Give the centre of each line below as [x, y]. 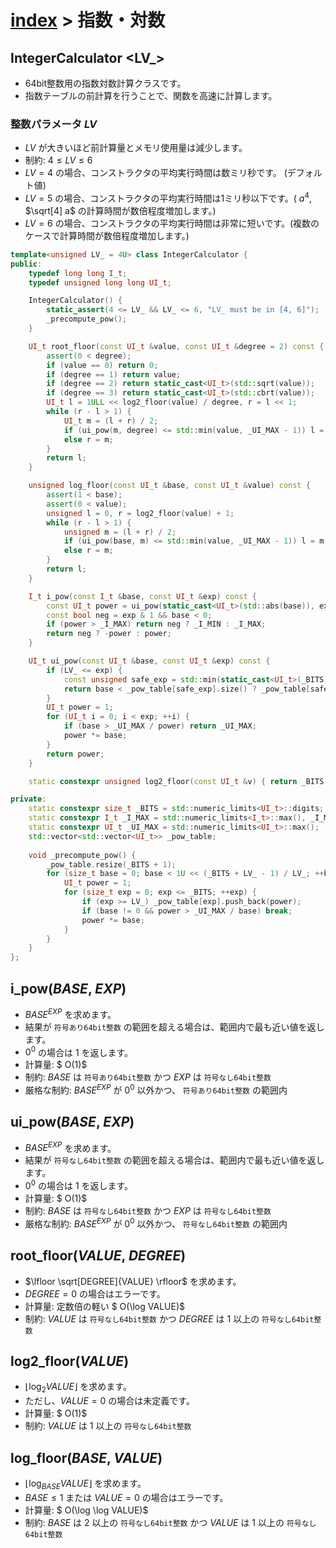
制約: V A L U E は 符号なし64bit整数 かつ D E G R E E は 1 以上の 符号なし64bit [169, 1318]
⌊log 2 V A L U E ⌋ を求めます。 [78, 1388]
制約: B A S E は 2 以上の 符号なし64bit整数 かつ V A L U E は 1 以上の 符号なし [170, 1522]
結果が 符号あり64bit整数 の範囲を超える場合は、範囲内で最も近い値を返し [174, 1027]
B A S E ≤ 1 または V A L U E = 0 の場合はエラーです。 [126, 1497]
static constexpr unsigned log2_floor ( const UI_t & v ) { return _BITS [176, 781]
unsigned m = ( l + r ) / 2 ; [120, 532]
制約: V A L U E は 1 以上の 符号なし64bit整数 [108, 1426]
